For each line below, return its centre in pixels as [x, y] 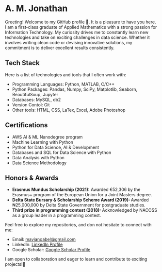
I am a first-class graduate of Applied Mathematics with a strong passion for [81, 27]
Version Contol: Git [31, 104]
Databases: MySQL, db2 [36, 100]
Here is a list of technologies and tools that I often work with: [66, 75]
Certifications [26, 125]
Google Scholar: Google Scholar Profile [51, 250]
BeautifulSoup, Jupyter [35, 94]
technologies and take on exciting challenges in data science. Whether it [78, 37]
